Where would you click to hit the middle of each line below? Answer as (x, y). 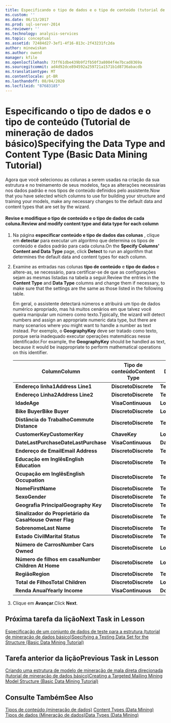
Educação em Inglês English (49, 459)
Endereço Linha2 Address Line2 (54, 394)
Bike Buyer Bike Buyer (42, 411)
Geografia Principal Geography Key (58, 505)
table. (19, 293)
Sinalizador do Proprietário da (52, 513)
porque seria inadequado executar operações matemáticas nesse (81, 336)
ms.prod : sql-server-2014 (33, 24)
